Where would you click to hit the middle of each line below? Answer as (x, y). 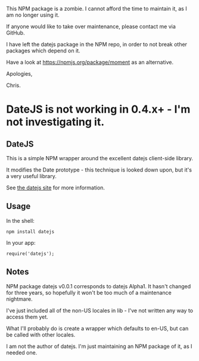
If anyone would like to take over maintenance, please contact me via (91, 27)
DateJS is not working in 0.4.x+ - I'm (98, 109)
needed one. (22, 352)
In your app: (21, 242)
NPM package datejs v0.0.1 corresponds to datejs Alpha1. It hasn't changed (99, 286)
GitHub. (15, 33)
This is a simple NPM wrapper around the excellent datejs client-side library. (100, 158)
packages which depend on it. (43, 51)
